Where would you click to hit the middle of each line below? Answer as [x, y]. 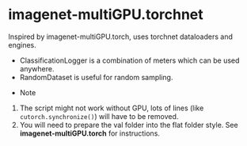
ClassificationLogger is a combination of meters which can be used [129, 60]
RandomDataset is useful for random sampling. [96, 77]
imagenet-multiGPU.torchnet [106, 15]
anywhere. [37, 68]
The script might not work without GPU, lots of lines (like [112, 108]
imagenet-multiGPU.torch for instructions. [90, 133]
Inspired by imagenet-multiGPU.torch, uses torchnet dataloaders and [121, 36]
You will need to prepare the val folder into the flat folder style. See [129, 125]
